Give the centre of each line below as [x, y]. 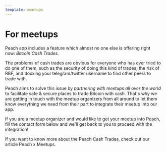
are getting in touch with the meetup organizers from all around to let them [81, 99]
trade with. [16, 78]
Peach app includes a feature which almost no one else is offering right [78, 48]
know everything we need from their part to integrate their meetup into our [81, 104]
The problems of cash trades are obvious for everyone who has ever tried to [83, 63]
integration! [17, 129]
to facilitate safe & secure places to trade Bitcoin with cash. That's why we [81, 93]
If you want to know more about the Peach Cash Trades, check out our [77, 139]
